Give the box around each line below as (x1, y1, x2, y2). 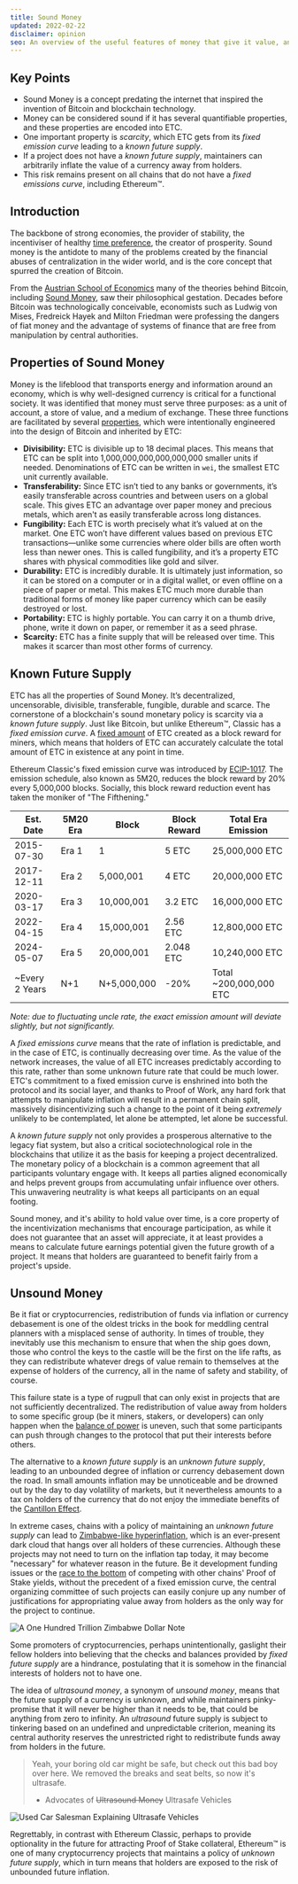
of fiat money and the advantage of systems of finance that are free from (10, 320, 277, 330)
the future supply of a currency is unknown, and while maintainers (10, 1694, 251, 1705)
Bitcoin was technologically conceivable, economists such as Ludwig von (10, 301, 278, 312)
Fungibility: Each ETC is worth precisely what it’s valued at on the (22, 518, 264, 529)
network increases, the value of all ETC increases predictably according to (10, 1056, 282, 1067)
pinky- (252, 1694, 277, 1705)
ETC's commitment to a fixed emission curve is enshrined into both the (10, 1075, 268, 1086)
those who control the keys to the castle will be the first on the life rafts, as (10, 1347, 282, 1358)
